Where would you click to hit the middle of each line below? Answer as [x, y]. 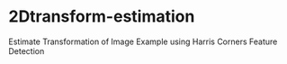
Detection [27, 50]
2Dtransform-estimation [102, 17]
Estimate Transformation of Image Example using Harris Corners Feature [143, 41]
